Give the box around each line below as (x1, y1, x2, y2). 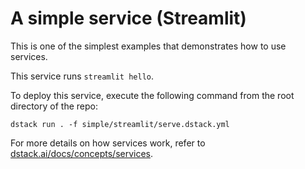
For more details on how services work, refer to (10, 137, 206, 149)
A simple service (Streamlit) (10, 7, 247, 30)
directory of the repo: (10, 100, 98, 112)
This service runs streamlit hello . (10, 70, 155, 82)
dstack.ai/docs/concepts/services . (10, 147, 154, 159)
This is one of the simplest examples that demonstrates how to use (10, 40, 287, 52)
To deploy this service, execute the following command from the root (10, 89, 295, 101)
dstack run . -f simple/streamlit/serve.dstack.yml (10, 119, 230, 129)
